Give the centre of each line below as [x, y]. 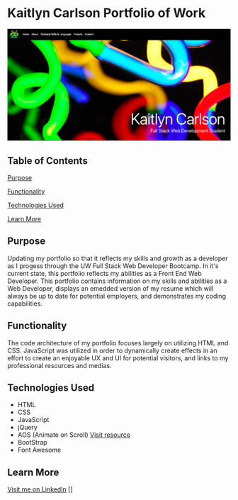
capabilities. [25, 304]
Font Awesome [39, 450]
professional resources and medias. [59, 365]
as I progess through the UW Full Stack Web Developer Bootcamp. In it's [113, 266]
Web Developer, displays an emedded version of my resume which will [110, 288]
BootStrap [32, 443]
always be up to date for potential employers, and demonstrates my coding [117, 296]
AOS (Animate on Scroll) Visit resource [74, 435]
